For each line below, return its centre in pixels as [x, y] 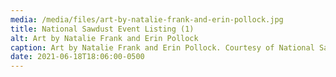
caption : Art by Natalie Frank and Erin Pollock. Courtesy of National [162, 47]
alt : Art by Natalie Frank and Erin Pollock [104, 38]
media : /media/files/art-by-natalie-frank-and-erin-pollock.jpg [147, 19]
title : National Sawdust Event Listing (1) [102, 29]
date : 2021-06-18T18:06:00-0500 [77, 57]
